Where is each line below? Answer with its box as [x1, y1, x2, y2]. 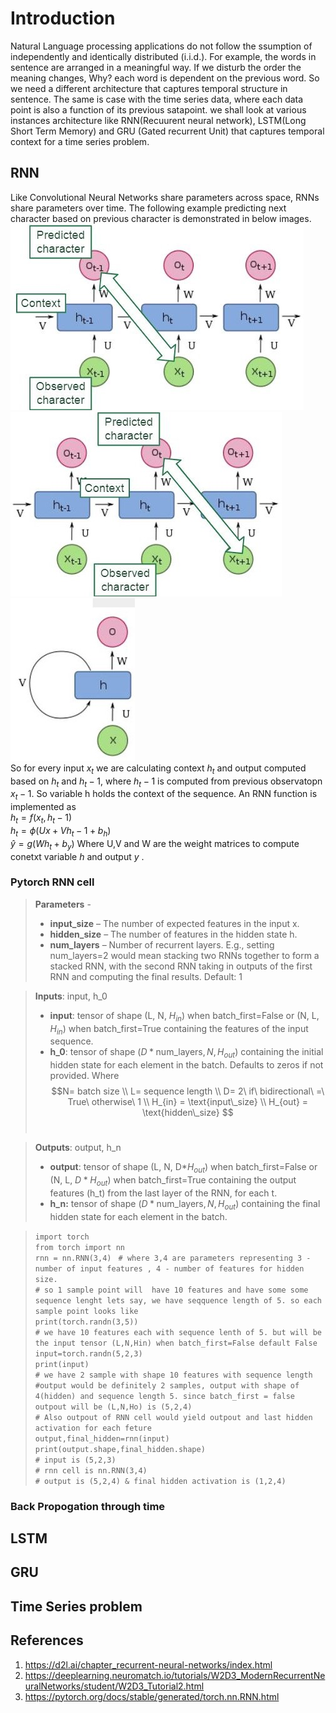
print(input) [34, 1359, 90, 1369]
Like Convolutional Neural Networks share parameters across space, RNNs [10, 191, 320, 203]
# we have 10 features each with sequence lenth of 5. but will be [34, 1327, 322, 1337]
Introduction [10, 7, 116, 30]
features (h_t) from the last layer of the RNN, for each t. [49, 1187, 278, 1199]
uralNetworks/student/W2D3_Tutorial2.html [24, 1680, 205, 1692]
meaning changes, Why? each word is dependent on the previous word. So [10, 72, 320, 84]
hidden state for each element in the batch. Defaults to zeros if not [49, 1059, 324, 1071]
